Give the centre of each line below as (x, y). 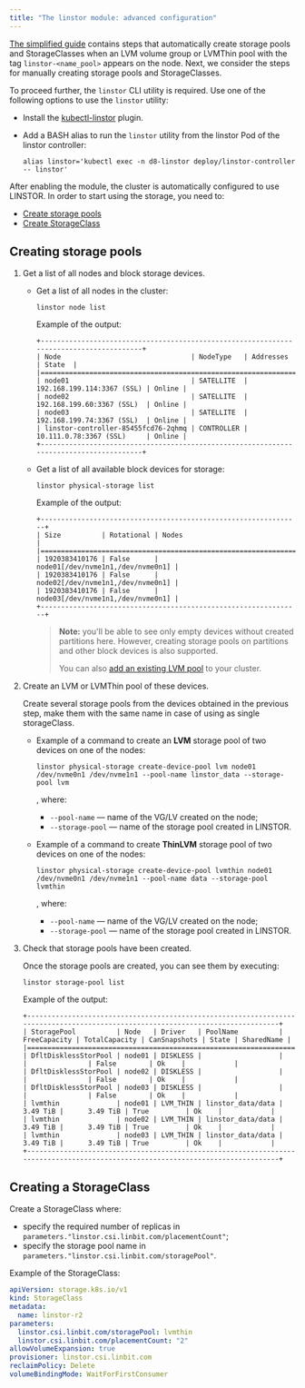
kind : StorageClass (46, 1299)
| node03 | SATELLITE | (142, 413)
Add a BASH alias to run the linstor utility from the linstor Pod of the (151, 135)
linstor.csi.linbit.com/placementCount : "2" (103, 1341)
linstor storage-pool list (74, 983)
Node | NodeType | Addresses (166, 357)
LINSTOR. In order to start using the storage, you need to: (117, 195)
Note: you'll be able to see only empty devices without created (176, 631)
